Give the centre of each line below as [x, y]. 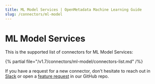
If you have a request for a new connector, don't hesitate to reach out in [78, 71]
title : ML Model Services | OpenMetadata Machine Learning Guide [73, 10]
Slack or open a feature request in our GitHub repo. [57, 76]
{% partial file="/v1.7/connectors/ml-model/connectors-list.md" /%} [74, 61]
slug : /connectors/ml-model [34, 14]
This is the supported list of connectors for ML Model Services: [69, 52]
